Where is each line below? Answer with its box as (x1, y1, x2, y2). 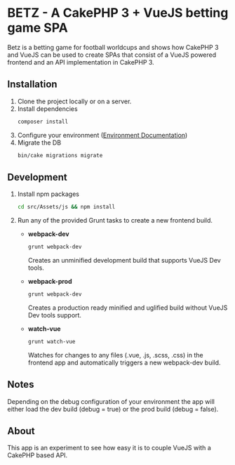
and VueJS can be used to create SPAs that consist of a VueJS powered (7, 51, 217, 59)
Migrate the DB (17, 138, 62, 147)
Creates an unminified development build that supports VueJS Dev (27, 256, 221, 265)
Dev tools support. (27, 310, 82, 319)
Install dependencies (17, 104, 79, 113)
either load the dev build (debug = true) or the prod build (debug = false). (7, 405, 219, 413)
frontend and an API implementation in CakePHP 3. (7, 58, 154, 66)
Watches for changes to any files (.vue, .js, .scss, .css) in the (27, 351, 203, 359)
